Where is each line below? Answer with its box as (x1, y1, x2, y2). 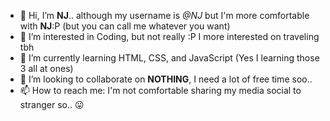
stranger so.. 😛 (19, 99, 85, 110)
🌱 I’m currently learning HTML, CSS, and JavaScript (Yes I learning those (19, 52, 320, 64)
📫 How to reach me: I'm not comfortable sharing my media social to (19, 85, 302, 96)
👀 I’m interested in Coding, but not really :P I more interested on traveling (19, 31, 320, 42)
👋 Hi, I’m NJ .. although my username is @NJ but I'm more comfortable (19, 10, 310, 21)
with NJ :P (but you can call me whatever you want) (19, 20, 231, 32)
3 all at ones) (19, 63, 74, 74)
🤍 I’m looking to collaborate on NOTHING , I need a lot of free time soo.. (19, 73, 313, 85)
